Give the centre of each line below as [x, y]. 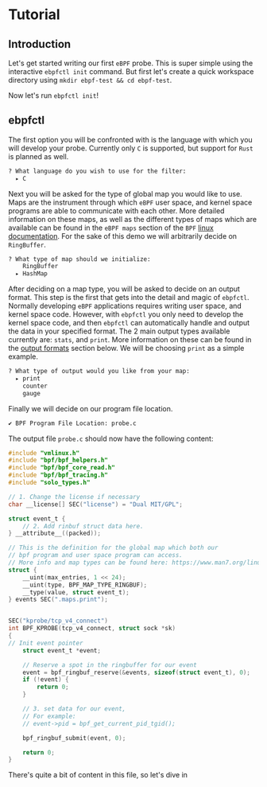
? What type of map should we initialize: [79, 259]
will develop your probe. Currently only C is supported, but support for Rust [131, 148]
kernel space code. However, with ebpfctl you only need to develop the [126, 314]
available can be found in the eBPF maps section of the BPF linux [111, 228]
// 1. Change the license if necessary [74, 497]
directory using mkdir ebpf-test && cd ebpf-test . [90, 80]
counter [35, 386]
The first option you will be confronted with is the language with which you [130, 139]
